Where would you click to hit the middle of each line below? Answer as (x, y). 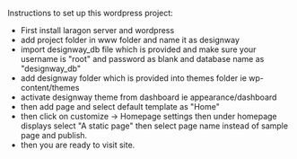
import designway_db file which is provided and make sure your (138, 49)
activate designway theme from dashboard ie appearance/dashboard (148, 97)
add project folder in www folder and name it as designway (130, 40)
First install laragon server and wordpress (97, 30)
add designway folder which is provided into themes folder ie (134, 78)
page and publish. (54, 135)
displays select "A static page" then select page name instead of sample (154, 126)
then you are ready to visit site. (78, 145)
